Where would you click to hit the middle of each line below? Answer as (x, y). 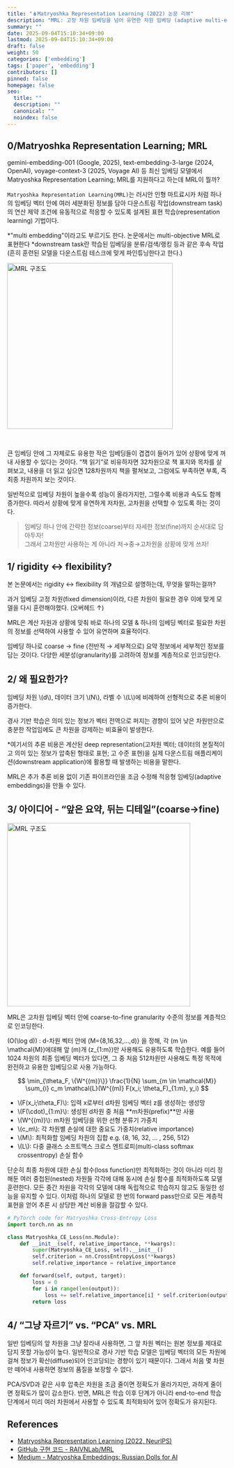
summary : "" (24, 27)
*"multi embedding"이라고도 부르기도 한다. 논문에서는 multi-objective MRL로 (114, 235)
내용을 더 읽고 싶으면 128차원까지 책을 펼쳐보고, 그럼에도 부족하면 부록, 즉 (127, 471)
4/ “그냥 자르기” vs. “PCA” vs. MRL (82, 1325)
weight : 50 (23, 53)
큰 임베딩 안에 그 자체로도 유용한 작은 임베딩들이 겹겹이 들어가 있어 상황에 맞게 (113, 453)
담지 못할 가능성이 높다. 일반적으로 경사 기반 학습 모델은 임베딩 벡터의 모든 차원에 (117, 1352)
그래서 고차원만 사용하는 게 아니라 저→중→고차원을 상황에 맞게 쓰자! (116, 544)
